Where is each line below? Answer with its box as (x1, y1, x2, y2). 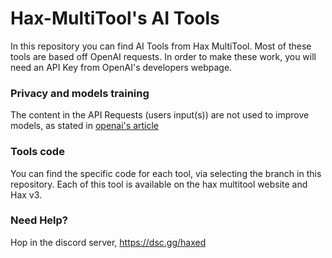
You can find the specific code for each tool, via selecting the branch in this (10, 167, 322, 179)
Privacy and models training (10, 86, 150, 100)
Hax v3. (10, 188, 43, 201)
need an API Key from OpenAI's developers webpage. (10, 61, 233, 73)
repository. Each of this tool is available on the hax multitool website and (10, 178, 308, 190)
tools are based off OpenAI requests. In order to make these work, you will (10, 50, 317, 62)
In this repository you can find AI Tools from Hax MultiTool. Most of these (10, 40, 312, 52)
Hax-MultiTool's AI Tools (10, 7, 220, 30)
